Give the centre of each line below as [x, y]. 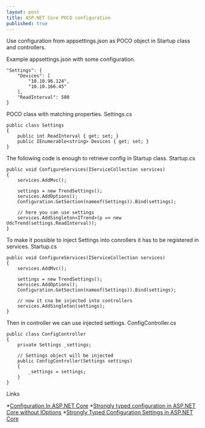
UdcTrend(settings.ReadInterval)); [52, 224]
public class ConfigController [46, 334]
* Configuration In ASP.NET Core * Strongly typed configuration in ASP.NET [101, 406]
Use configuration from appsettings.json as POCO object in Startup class [99, 41]
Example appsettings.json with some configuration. [71, 60]
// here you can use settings [56, 212]
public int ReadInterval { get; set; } [68, 136]
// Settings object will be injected [65, 356]
